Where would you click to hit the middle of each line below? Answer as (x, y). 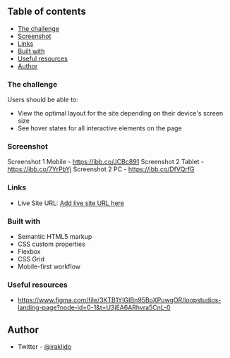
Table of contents (47, 12)
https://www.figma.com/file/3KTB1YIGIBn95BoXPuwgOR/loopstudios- (119, 300)
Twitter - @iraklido (44, 347)
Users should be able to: (43, 100)
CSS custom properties (52, 244)
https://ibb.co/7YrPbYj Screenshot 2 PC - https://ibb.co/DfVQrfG (101, 169)
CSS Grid (31, 259)
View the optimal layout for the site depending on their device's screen (120, 113)
